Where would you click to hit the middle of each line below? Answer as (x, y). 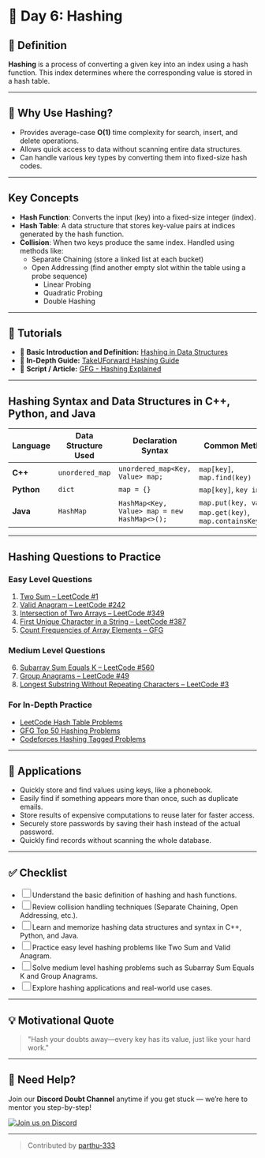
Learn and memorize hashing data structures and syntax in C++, (137, 927)
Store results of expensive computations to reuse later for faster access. (137, 815)
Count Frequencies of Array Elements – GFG (91, 630)
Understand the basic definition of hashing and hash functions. (134, 895)
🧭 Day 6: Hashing (65, 16)
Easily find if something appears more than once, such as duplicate (129, 799)
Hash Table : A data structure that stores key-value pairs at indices (127, 225)
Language (32, 446)
